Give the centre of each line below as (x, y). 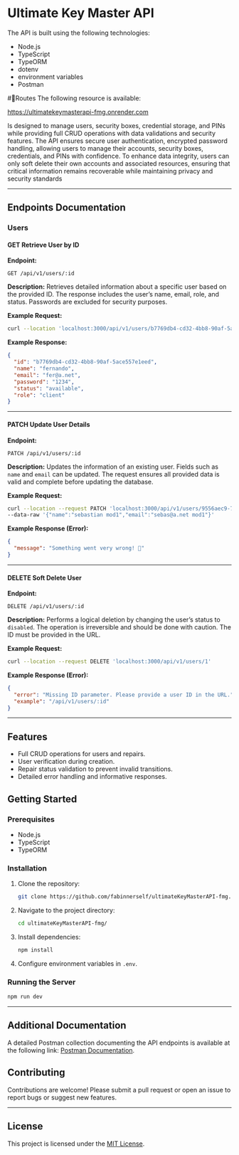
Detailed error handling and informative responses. (92, 777)
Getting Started (42, 799)
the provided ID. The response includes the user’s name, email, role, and (113, 294)
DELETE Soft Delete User (44, 577)
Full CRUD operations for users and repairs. (81, 754)
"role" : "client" (39, 395)
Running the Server (42, 981)
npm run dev (25, 997)
